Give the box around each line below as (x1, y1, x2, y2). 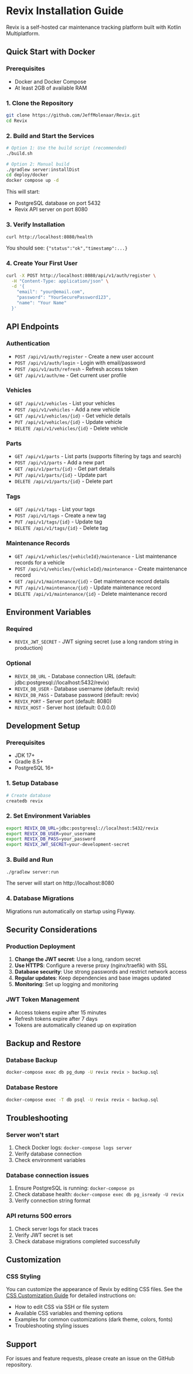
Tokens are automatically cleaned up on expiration (14, 1021, 137, 1028)
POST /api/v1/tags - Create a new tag (14, 512, 107, 519)
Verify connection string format (14, 1197, 91, 1204)
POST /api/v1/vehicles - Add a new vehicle (14, 406, 120, 413)
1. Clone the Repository (6, 99, 73, 107)
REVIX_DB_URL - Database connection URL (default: (14, 672, 137, 679)
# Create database (6, 792, 51, 798)
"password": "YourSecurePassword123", (16, 294, 111, 301)
